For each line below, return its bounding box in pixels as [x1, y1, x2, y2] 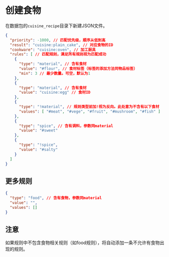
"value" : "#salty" [18, 147, 58, 152]
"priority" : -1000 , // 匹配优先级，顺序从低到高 [10, 37, 106, 42]
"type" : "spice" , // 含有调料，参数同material [18, 123, 114, 128]
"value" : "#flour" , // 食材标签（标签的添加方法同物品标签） [18, 66, 137, 72]
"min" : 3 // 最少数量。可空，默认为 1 [18, 71, 91, 76]
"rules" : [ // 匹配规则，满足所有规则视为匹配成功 [10, 52, 106, 57]
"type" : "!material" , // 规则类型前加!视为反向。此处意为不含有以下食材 [18, 104, 159, 110]
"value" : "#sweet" [18, 128, 58, 133]
